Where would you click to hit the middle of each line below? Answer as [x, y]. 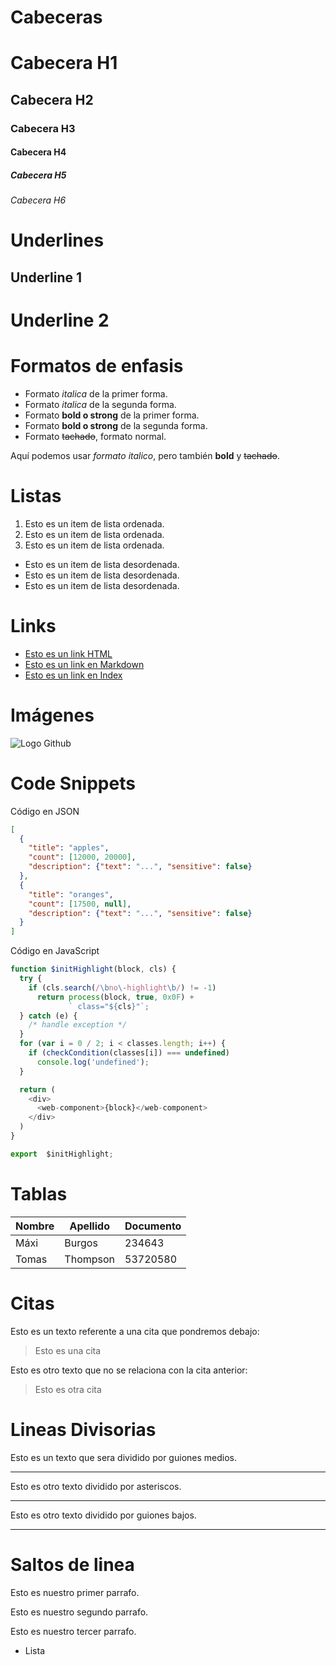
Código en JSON [45, 811]
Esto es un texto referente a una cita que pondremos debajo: [135, 1331]
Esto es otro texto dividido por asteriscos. [96, 1486]
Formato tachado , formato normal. [95, 436]
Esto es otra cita [68, 1389]
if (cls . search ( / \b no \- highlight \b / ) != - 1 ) [122, 987]
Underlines [57, 240]
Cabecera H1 [64, 63]
